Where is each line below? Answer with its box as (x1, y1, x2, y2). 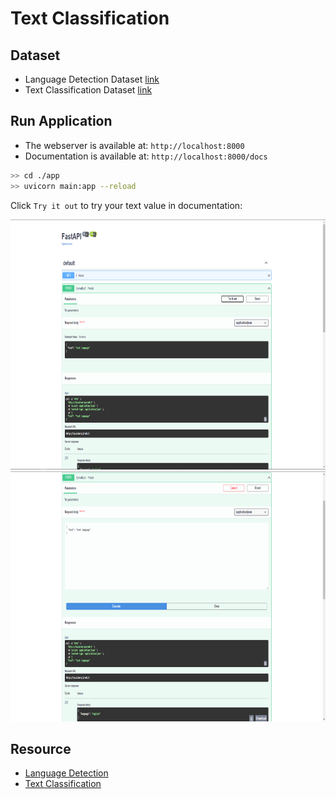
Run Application (10, 113, 113, 130)
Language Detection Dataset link (24, 73, 160, 85)
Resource (10, 740, 72, 757)
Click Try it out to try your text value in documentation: (10, 199, 243, 211)
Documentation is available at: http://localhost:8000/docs (24, 150, 268, 162)
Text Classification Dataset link (24, 84, 153, 96)
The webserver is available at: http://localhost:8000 (24, 139, 245, 151)
